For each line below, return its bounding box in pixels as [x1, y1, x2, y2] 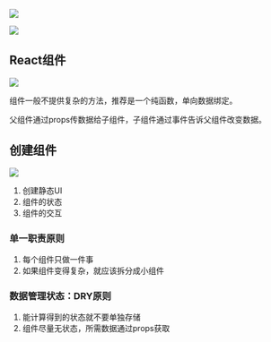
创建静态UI [22, 184, 63, 196]
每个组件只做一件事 [22, 253, 94, 264]
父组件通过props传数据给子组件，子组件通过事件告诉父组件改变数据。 [9, 114, 267, 124]
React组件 [9, 53, 66, 68]
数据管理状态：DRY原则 [9, 289, 112, 302]
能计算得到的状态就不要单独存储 [22, 312, 141, 322]
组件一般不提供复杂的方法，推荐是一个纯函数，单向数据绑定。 [9, 95, 238, 106]
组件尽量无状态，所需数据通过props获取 [22, 323, 170, 334]
